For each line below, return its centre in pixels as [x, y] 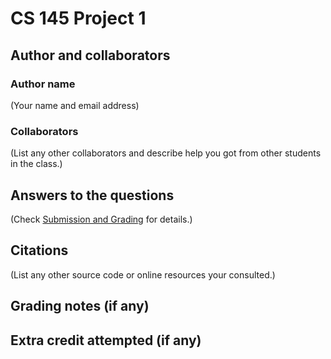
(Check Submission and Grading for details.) [101, 219]
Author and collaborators [90, 55]
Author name [43, 84]
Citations [39, 250]
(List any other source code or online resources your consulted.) [143, 274]
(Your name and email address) [75, 105]
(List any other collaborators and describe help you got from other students [166, 153]
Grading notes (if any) [80, 306]
